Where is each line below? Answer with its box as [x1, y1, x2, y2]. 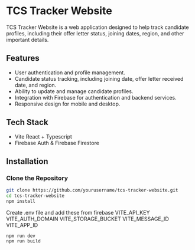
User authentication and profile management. [14, 69, 125, 76]
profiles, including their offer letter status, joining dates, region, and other [6, 29, 184, 37]
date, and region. [14, 81, 57, 88]
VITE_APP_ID [6, 221, 38, 228]
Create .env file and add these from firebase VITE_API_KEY [6, 209, 150, 216]
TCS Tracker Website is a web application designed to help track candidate [6, 24, 189, 31]
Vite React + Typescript [14, 133, 73, 140]
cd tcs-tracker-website [6, 193, 65, 199]
